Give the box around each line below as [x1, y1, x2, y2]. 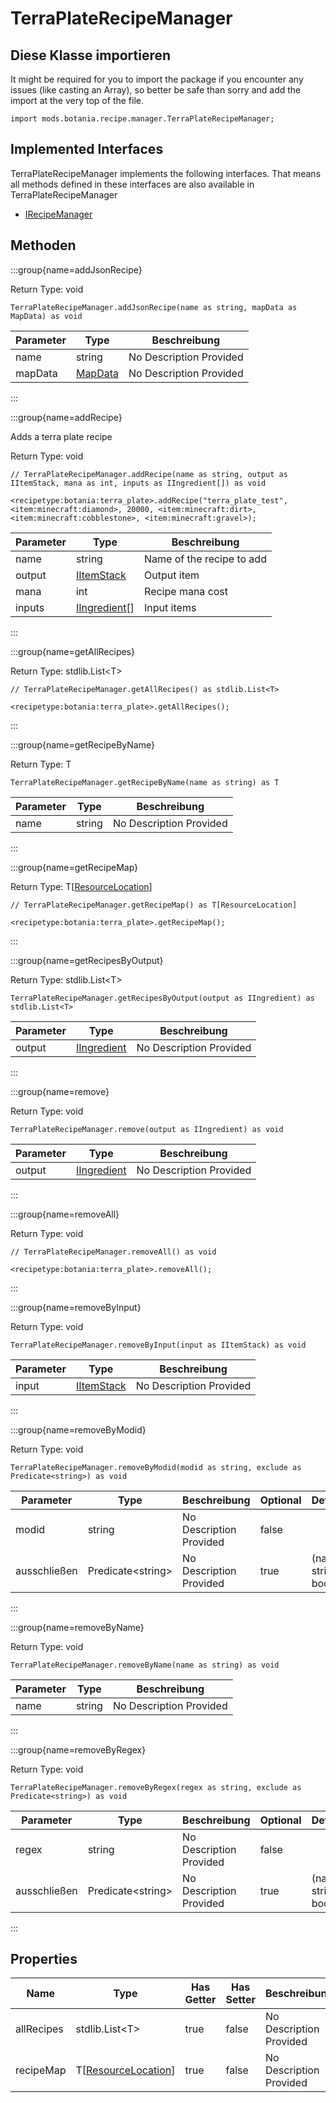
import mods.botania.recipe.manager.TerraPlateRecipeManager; [10, 114, 275, 124]
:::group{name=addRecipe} [10, 411, 123, 423]
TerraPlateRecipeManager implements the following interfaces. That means [10, 167, 322, 179]
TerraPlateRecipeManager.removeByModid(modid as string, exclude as [10, 1462, 302, 1472]
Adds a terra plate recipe [10, 430, 113, 442]
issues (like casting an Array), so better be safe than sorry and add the [10, 84, 302, 96]
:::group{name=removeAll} [10, 1208, 120, 1220]
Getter [184, 1993, 217, 2007]
